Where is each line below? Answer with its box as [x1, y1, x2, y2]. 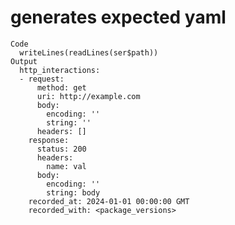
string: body [46, 187, 101, 198]
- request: [19, 74, 65, 84]
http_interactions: [19, 65, 101, 75]
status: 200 [36, 144, 87, 154]
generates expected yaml [10, 6, 227, 29]
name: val [46, 161, 87, 171]
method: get [36, 82, 87, 93]
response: [28, 135, 70, 145]
